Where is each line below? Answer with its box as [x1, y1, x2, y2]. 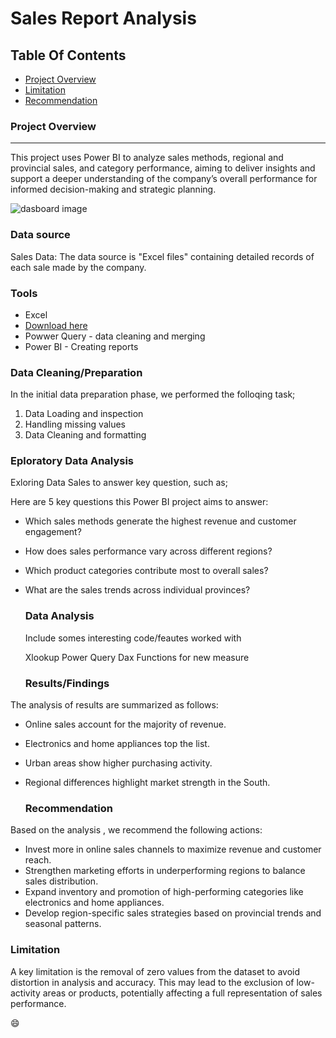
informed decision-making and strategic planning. [10, 183, 217, 196]
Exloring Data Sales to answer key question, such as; [10, 477, 228, 489]
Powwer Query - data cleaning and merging [24, 330, 206, 342]
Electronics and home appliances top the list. [24, 738, 210, 750]
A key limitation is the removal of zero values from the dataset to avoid [10, 965, 300, 977]
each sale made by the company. [10, 261, 147, 273]
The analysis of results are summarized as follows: [10, 699, 219, 711]
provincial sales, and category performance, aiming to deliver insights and [10, 162, 316, 174]
